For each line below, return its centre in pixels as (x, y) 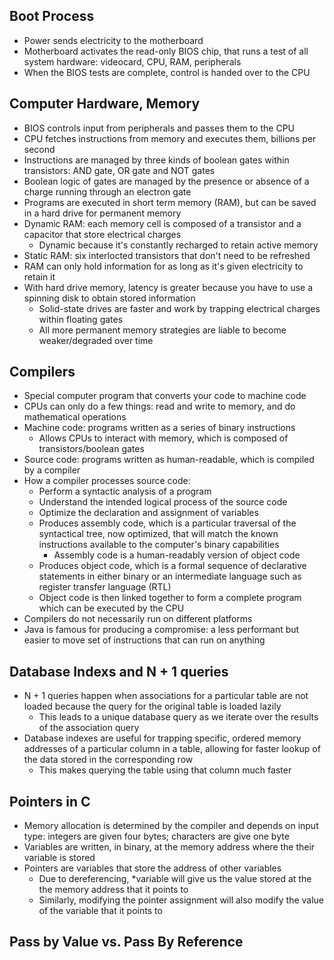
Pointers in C (50, 801)
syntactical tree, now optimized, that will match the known (158, 534)
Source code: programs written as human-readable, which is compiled (169, 460)
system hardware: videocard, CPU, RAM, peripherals (132, 61)
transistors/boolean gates (91, 449)
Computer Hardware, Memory (105, 104)
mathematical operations (75, 417)
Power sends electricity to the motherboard (113, 40)
